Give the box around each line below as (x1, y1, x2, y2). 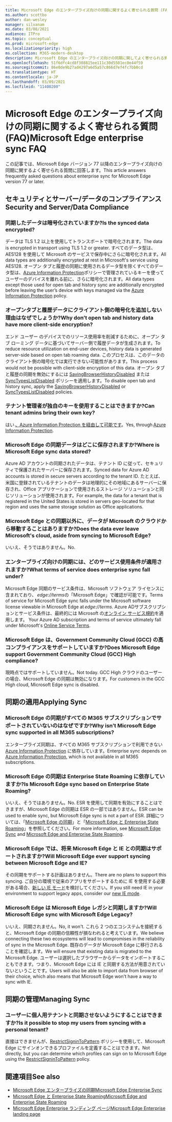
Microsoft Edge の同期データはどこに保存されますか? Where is (5, 441, 160, 448)
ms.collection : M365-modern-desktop (5, 50, 83, 56)
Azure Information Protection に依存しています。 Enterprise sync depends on (5, 747, 167, 754)
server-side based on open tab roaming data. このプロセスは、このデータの (5, 352, 165, 358)
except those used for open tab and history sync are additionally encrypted (5, 282, 164, 288)
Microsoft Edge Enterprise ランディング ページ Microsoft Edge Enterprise (12, 1105, 166, 1112)
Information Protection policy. (5, 293, 68, 299)
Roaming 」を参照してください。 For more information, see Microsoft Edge (5, 826, 161, 832)
